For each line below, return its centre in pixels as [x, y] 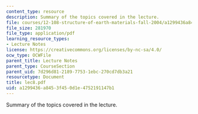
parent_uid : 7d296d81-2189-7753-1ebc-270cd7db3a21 [70, 72]
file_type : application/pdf [41, 33]
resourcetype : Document [35, 77]
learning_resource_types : [38, 39]
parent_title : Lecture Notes [42, 61]
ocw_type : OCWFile [29, 55]
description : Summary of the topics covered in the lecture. [83, 17]
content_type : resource [35, 11]
